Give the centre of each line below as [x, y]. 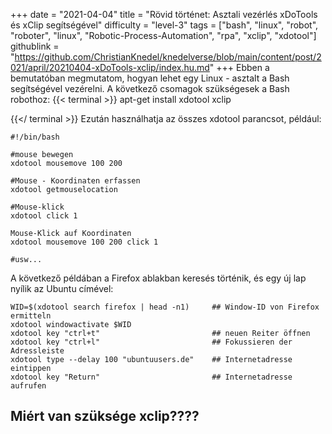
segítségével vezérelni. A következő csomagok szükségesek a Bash [150, 88]
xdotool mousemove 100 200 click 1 [84, 242]
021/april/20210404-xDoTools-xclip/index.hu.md [110, 67]
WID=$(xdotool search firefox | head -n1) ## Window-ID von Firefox [165, 307]
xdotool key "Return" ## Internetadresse [151, 377]
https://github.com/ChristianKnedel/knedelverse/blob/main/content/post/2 [168, 57]
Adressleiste [37, 351]
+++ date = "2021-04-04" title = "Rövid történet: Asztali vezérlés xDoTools [164, 14]
